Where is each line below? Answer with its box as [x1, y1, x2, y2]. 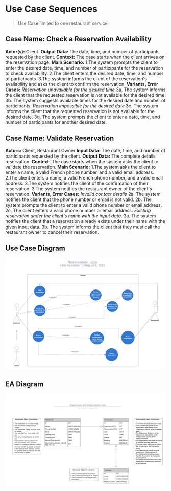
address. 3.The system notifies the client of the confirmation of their [5, 180, 149, 186]
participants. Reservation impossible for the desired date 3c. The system [5, 103, 158, 109]
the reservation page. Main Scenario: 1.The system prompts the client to [5, 59, 158, 65]
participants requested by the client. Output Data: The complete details [5, 153, 156, 159]
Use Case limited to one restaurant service [17, 20, 108, 26]
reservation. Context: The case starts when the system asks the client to [5, 158, 159, 164]
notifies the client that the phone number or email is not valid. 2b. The [5, 196, 152, 203]
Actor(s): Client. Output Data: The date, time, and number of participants [5, 48, 160, 54]
